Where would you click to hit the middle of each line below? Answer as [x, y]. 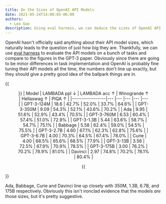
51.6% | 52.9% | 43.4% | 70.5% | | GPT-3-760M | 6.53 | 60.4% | [83, 114]
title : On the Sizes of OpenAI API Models [50, 10]
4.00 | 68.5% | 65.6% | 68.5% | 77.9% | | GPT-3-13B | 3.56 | [83, 141]
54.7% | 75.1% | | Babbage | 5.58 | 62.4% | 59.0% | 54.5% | [83, 125]
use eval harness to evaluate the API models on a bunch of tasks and [76, 53]
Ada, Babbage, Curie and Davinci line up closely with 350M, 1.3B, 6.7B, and [82, 186]
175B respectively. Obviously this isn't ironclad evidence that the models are [83, 191]
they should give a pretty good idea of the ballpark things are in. [71, 74]
